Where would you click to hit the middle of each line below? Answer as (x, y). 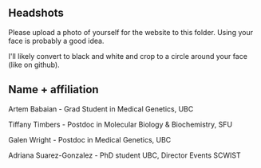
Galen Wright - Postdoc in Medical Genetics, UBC (90, 139)
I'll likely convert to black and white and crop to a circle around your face (128, 56)
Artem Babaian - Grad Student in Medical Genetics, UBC (101, 109)
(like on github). (34, 64)
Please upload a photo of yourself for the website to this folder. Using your (131, 32)
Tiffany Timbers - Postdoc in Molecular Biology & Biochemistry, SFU (121, 124)
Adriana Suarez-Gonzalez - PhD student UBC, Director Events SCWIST (125, 155)
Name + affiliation (53, 90)
